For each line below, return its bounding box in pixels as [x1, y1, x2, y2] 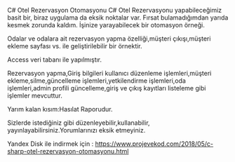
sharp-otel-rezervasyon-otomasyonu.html [7, 147, 129, 155]
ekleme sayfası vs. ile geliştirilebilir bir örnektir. [7, 42, 142, 50]
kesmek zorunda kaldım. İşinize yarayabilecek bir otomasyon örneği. [7, 21, 206, 29]
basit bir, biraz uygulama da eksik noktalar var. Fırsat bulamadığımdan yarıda [7, 13, 229, 22]
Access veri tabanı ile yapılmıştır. [7, 55, 102, 64]
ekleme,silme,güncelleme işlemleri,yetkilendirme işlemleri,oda [7, 76, 186, 85]
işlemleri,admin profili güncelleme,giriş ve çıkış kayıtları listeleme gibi [7, 84, 206, 92]
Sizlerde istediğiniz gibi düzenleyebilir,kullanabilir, [7, 119, 150, 127]
